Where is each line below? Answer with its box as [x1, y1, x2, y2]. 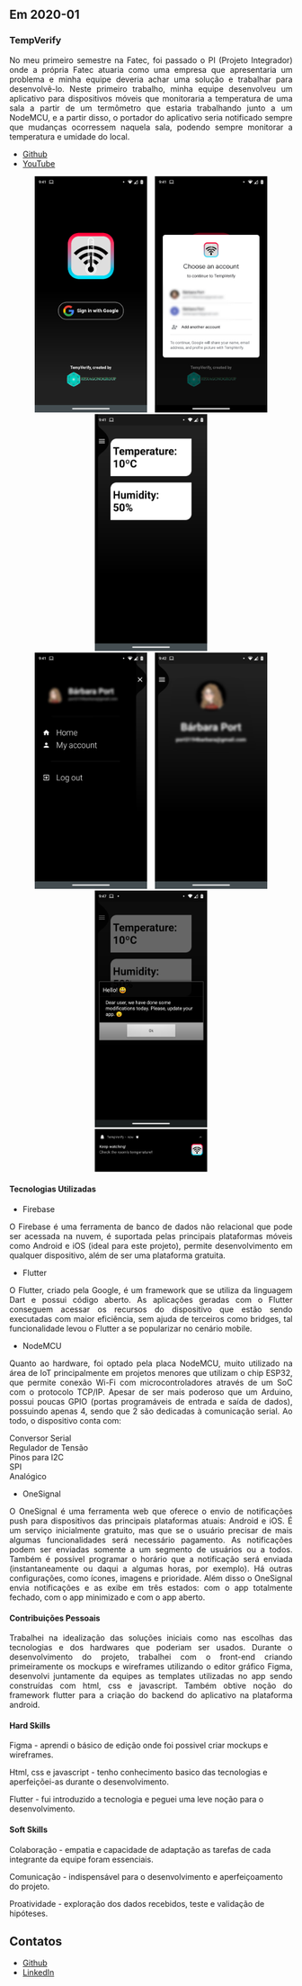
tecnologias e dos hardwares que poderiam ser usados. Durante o [9, 1642, 293, 1653]
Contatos [9, 1934, 63, 1949]
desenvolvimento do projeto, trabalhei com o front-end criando [9, 1651, 293, 1663]
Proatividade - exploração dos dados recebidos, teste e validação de [9, 1898, 265, 1909]
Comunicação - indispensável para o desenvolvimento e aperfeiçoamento [9, 1871, 283, 1882]
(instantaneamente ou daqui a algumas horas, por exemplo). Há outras [9, 1563, 293, 1574]
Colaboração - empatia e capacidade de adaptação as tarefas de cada [9, 1844, 271, 1855]
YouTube [22, 157, 56, 169]
